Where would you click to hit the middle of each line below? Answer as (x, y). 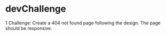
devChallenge (36, 9)
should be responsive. (29, 28)
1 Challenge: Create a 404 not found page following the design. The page (83, 23)
